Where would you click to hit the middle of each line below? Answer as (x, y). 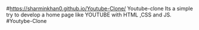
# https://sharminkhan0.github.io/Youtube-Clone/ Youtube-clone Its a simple (100, 9)
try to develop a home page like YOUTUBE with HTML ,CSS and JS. (89, 15)
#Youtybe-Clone (27, 21)
